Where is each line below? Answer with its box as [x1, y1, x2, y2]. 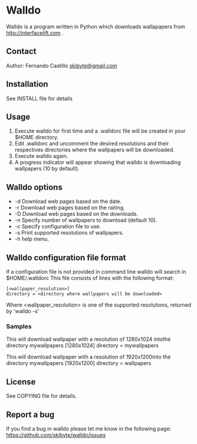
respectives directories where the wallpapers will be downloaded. [14, 146, 175, 153]
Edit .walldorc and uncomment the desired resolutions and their [14, 140, 169, 147]
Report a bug [6, 409, 55, 419]
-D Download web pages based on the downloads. [14, 211, 139, 218]
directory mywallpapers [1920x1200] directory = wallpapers [6, 360, 152, 367]
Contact [6, 47, 37, 57]
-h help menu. [14, 235, 49, 242]
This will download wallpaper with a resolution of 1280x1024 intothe [6, 336, 171, 343]
